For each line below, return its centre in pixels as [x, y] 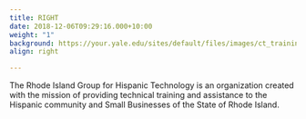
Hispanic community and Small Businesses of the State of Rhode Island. [144, 104]
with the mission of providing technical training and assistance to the [138, 95]
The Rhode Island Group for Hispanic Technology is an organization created [152, 85]
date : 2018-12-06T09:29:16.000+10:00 [81, 26]
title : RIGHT [34, 18]
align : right [34, 52]
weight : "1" [32, 35]
